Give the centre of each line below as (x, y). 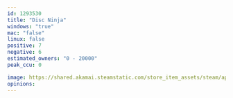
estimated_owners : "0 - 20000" (52, 59)
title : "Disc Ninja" (37, 20)
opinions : (21, 84)
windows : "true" (31, 26)
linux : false (26, 39)
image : (17, 77)
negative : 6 (24, 52)
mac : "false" (26, 33)
